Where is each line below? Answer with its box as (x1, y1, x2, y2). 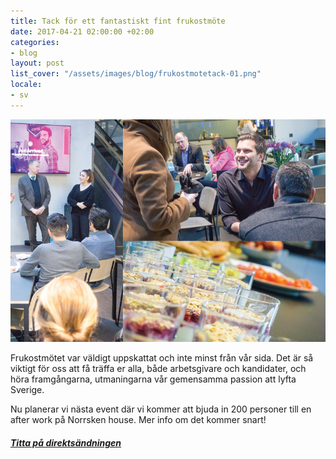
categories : (10, 37, 60, 47)
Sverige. (10, 384, 45, 396)
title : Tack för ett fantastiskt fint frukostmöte (10, 16, 226, 26)
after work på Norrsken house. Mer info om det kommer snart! (10, 414, 267, 426)
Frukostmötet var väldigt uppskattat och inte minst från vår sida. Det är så (10, 352, 314, 364)
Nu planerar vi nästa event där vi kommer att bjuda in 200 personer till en (10, 403, 312, 415)
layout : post (10, 58, 65, 69)
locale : (10, 80, 43, 90)
